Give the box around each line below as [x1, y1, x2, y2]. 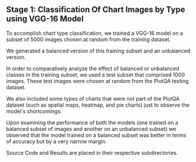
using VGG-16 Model [6, 14, 84, 24]
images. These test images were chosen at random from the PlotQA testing [6, 77, 189, 84]
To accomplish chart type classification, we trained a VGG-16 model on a [6, 29, 184, 37]
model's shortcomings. [6, 107, 62, 114]
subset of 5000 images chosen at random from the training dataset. [6, 35, 171, 43]
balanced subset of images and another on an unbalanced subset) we [6, 125, 177, 132]
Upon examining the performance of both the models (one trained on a [6, 119, 178, 126]
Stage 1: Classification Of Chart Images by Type [6, 5, 185, 15]
